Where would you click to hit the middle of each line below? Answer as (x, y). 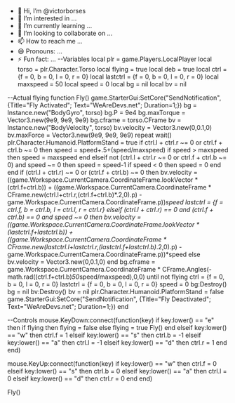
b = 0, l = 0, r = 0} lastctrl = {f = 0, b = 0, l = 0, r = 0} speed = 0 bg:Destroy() (117, 284)
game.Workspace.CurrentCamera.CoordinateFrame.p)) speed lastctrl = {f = (115, 202)
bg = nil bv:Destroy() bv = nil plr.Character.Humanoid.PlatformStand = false (116, 292)
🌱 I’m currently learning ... (55, 26)
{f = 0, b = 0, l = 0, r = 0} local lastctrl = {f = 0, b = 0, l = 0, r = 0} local (118, 77)
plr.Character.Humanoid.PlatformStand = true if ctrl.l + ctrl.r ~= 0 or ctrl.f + (115, 143)
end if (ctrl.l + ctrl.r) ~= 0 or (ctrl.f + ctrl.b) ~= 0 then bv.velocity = (102, 172)
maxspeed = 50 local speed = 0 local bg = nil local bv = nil (102, 84)
